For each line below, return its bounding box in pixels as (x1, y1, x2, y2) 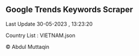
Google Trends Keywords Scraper (5, 5, 133, 15)
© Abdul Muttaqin (5, 43, 50, 50)
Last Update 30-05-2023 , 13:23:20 (5, 20, 93, 27)
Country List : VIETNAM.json (5, 32, 75, 39)
